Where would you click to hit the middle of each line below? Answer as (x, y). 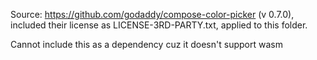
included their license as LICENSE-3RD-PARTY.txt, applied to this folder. (159, 25)
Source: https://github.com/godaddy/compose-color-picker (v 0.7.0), (152, 14)
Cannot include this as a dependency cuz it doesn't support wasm (146, 44)
